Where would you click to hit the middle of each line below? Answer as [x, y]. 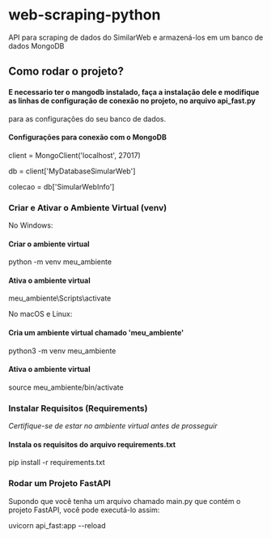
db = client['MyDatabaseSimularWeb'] [72, 171]
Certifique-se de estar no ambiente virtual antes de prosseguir [113, 426]
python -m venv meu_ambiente [60, 262]
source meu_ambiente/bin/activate [66, 387]
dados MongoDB [36, 45]
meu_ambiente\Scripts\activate [60, 298]
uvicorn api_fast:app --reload [57, 525]
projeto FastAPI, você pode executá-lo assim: [84, 510]
